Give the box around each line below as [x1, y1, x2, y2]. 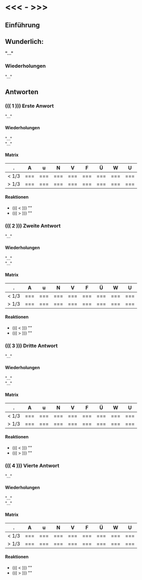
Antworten [5, 88, 39, 96]
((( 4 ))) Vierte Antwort [5, 462, 59, 469]
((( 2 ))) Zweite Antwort [5, 222, 61, 229]
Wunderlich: [5, 37, 44, 45]
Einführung [5, 21, 40, 29]
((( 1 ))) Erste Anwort [5, 103, 54, 109]
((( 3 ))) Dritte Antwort [5, 342, 58, 349]
